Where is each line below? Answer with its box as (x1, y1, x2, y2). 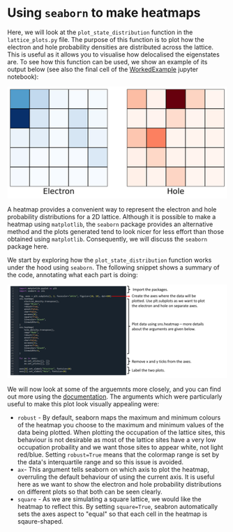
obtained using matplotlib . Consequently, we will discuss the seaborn (7, 235, 208, 244)
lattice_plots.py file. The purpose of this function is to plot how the (7, 35, 204, 43)
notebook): (7, 72, 39, 81)
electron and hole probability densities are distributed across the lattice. (7, 43, 214, 51)
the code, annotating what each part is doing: (7, 271, 138, 279)
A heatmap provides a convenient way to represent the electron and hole (7, 205, 217, 214)
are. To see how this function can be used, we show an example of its (7, 57, 208, 66)
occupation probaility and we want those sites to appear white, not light (17, 443, 223, 451)
